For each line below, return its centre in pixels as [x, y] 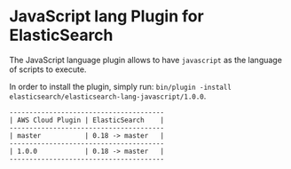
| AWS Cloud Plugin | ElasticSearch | [87, 120]
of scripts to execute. [48, 69]
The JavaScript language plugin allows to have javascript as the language [145, 60]
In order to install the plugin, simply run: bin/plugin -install [121, 86]
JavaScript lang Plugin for [106, 16]
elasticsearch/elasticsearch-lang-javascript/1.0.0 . [108, 96]
